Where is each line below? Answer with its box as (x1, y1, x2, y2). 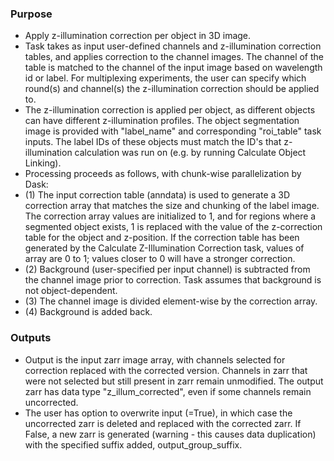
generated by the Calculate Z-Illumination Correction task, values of (24, 242, 305, 254)
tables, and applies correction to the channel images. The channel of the (24, 51, 325, 63)
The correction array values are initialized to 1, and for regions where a (24, 210, 317, 222)
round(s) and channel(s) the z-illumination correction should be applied (24, 83, 320, 95)
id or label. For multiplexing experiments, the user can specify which (24, 72, 307, 84)
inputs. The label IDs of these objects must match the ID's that (24, 136, 282, 148)
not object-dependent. (24, 285, 118, 297)
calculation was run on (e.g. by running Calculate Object (74, 147, 307, 159)
